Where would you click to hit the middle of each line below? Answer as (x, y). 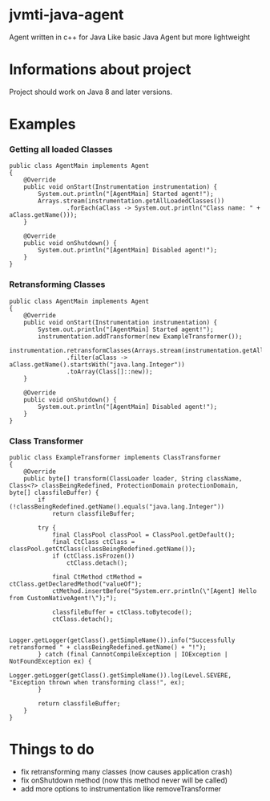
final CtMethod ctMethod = (97, 577)
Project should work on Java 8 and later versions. (91, 92)
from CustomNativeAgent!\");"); (63, 598)
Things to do (52, 750)
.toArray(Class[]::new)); (109, 371)
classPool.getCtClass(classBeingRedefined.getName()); (103, 549)
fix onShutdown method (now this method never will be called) (124, 780)
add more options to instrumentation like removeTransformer (121, 788)
